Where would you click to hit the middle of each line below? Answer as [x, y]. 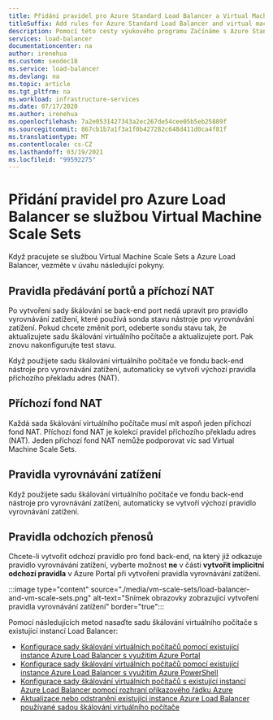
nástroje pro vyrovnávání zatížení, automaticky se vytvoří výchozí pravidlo [132, 503]
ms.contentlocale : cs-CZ [50, 144]
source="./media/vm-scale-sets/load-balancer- [170, 589]
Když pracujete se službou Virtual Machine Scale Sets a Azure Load [122, 257]
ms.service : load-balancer [54, 69]
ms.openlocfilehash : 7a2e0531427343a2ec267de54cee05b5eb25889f [118, 122]
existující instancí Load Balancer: [63, 631]
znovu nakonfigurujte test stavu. [62, 345]
